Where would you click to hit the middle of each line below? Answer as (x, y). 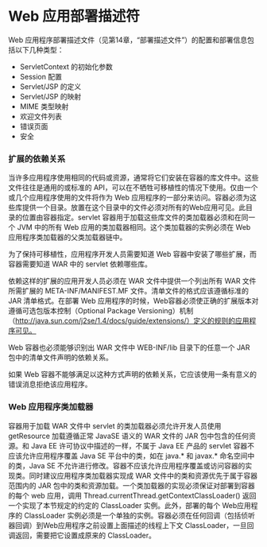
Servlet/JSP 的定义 (50, 86)
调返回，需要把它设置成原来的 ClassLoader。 (82, 535)
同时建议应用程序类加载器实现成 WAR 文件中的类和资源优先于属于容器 (143, 475)
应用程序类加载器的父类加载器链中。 (68, 237)
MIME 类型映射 (44, 106)
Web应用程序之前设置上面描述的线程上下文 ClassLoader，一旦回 (148, 525)
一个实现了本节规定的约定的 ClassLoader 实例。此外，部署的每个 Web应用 (130, 505)
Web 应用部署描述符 (74, 16)
